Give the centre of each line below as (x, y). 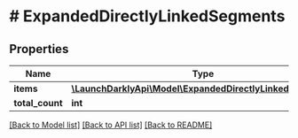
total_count (38, 103)
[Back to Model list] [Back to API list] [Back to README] (111, 125)
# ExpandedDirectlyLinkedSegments (147, 16)
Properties (39, 49)
